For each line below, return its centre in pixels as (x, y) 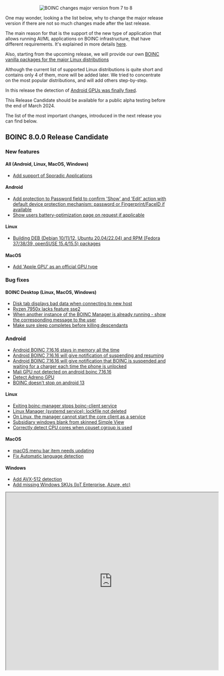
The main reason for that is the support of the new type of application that (83, 33)
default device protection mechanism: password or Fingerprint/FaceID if (89, 204)
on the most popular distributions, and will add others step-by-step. (76, 80)
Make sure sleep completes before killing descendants (70, 325)
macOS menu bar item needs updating (53, 450)
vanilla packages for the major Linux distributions (57, 59)
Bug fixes (17, 280)
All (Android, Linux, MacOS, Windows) (47, 164)
